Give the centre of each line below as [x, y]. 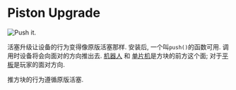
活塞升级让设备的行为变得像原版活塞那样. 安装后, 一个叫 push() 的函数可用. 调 [118, 46]
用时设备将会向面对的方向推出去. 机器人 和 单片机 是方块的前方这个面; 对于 [115, 56]
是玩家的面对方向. [40, 64]
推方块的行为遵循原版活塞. [46, 79]
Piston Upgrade [54, 13]
